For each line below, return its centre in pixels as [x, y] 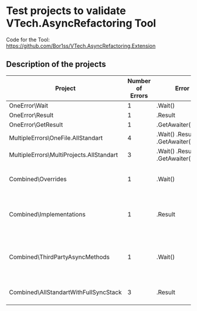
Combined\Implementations [47, 214]
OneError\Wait [29, 105]
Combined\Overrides [38, 179]
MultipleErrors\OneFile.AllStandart [56, 138]
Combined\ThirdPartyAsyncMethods [60, 257]
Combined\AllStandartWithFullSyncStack [65, 292]
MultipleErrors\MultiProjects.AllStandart [64, 155]
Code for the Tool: [28, 39]
